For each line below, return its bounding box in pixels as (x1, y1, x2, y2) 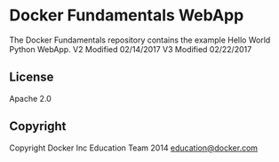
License (9, 70, 54, 85)
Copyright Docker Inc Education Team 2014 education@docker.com (9, 143, 259, 153)
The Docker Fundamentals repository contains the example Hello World (9, 35, 271, 45)
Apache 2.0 (9, 93, 52, 104)
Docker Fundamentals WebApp (9, 5, 244, 26)
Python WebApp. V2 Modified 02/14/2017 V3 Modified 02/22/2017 (9, 43, 252, 54)
